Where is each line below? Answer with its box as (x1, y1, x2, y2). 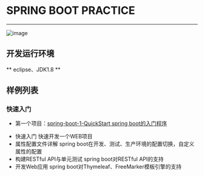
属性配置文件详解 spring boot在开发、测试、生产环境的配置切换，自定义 (15, 140, 195, 147)
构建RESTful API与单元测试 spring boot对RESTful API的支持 (15, 155, 164, 163)
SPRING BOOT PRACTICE (6, 4, 135, 18)
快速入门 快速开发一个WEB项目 (15, 133, 93, 140)
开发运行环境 (6, 49, 55, 59)
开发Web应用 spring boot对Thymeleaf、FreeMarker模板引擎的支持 (15, 163, 182, 171)
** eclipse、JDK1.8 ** (6, 66, 61, 73)
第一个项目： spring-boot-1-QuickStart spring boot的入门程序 (15, 120, 168, 127)
